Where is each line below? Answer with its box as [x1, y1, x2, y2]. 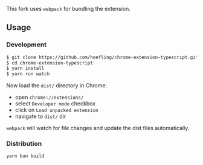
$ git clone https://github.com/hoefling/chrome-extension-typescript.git [6, 54, 199, 60]
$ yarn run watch [6, 71, 50, 77]
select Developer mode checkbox [14, 100, 96, 107]
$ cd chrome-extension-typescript [6, 60, 94, 66]
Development [6, 40, 47, 49]
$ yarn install [6, 66, 45, 72]
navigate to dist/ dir [14, 113, 66, 120]
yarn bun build [6, 153, 45, 159]
